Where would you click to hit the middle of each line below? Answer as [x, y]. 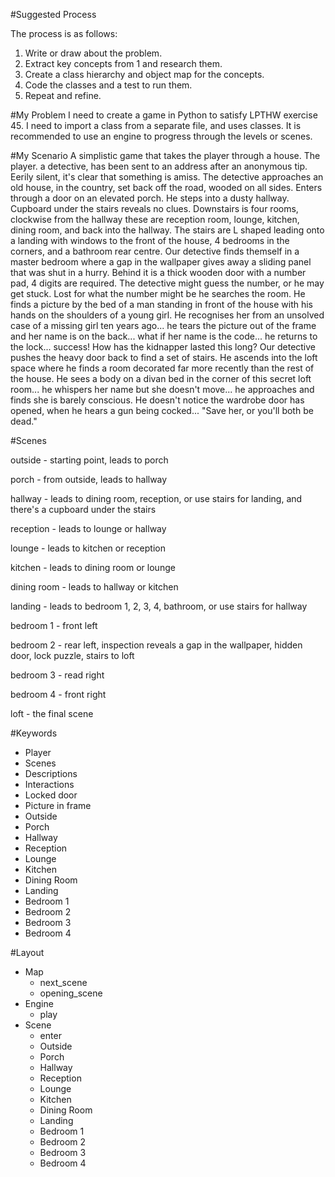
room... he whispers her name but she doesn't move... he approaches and [162, 389]
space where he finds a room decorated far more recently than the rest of [162, 368]
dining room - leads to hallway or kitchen [94, 587]
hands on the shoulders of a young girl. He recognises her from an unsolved [167, 315]
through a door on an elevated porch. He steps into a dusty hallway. [150, 198]
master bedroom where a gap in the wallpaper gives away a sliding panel [161, 262]
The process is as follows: [64, 33]
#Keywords [34, 733]
